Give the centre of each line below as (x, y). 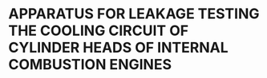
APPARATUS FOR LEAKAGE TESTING (134, 14)
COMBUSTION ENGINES (90, 65)
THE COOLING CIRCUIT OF (99, 31)
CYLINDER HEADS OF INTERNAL (118, 48)
